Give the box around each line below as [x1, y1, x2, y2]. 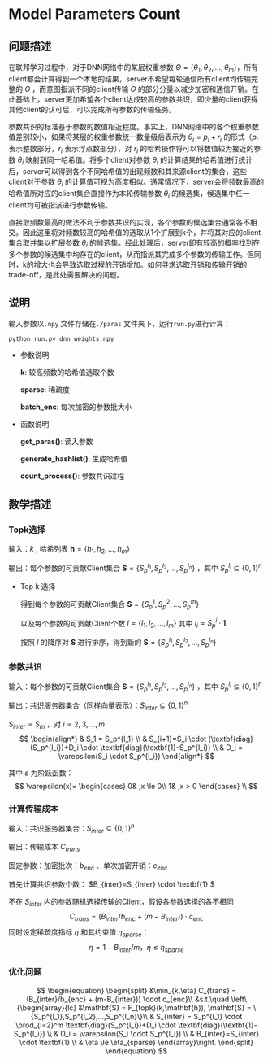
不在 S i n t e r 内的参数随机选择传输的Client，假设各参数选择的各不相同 [8, 896, 234, 908]
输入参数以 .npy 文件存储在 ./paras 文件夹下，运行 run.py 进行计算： [8, 319, 231, 329]
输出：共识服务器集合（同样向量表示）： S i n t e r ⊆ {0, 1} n [8, 699, 188, 712]
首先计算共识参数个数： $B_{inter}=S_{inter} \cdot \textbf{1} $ [8, 879, 215, 889]
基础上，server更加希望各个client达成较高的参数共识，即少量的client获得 [15, 94, 258, 104]
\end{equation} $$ [105, 1046, 168, 1056]
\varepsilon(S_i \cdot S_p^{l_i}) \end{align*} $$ [58, 751, 215, 761]
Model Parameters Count [8, 5, 181, 24]
